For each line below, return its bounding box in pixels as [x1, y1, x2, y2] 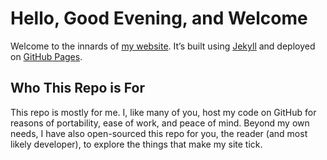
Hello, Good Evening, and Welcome [10, 7, 308, 30]
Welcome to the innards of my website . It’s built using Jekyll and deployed [10, 40, 316, 52]
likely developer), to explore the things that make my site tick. [10, 138, 263, 150]
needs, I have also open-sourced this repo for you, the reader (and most [10, 127, 308, 139]
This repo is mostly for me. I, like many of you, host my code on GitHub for [10, 106, 317, 118]
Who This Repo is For [10, 80, 145, 97]
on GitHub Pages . [10, 50, 83, 62]
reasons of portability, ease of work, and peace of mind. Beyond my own [10, 117, 310, 129]
